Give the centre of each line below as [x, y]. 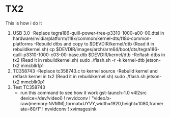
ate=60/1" [31, 109]
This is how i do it [24, 23]
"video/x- [102, 98]
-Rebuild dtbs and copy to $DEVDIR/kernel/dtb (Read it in [94, 43]
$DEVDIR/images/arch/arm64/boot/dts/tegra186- [107, 49]
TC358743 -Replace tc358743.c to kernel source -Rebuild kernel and [85, 71]
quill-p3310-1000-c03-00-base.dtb [50, 55]
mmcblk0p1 [33, 82]
